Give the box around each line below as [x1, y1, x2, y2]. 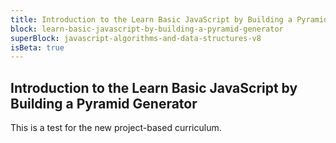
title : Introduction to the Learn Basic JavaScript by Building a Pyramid [10, 14, 329, 25]
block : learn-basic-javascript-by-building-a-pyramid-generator [10, 24, 284, 34]
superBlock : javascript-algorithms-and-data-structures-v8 [10, 33, 262, 43]
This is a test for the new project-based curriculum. [10, 122, 222, 134]
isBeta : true [10, 42, 65, 53]
